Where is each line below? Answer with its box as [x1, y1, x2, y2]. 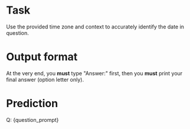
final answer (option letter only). [6, 76, 84, 83]
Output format [6, 50, 78, 64]
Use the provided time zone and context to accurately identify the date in [6, 23, 185, 30]
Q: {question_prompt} [6, 116, 59, 123]
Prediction [6, 97, 58, 110]
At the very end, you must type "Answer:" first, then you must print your [6, 69, 183, 77]
